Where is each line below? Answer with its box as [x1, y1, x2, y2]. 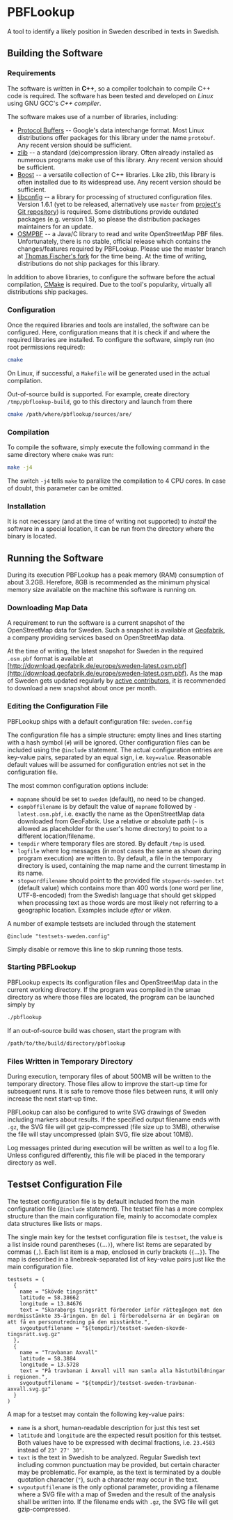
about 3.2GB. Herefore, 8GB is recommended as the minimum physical [7, 577, 210, 586]
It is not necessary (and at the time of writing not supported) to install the [7, 517, 217, 526]
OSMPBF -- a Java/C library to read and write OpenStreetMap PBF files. [17, 229, 224, 238]
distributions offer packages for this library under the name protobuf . [17, 133, 216, 141]
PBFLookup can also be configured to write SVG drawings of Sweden [7, 1108, 207, 1116]
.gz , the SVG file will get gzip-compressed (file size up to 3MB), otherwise [7, 1122, 220, 1131]
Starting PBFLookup [7, 962, 77, 972]
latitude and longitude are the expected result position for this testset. [17, 1431, 223, 1439]
